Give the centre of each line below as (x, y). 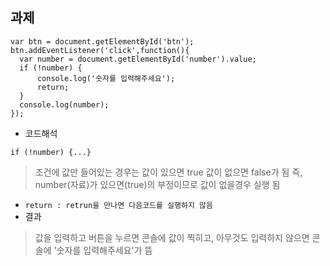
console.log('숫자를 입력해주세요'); (106, 78)
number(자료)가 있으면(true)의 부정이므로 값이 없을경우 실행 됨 (157, 184)
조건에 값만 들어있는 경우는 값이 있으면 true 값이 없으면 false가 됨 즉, (168, 172)
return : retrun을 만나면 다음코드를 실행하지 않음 (118, 205)
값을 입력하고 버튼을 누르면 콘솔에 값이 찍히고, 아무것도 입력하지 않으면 (172, 237)
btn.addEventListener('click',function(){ (100, 50)
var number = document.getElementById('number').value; (138, 59)
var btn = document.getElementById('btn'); (102, 41)
